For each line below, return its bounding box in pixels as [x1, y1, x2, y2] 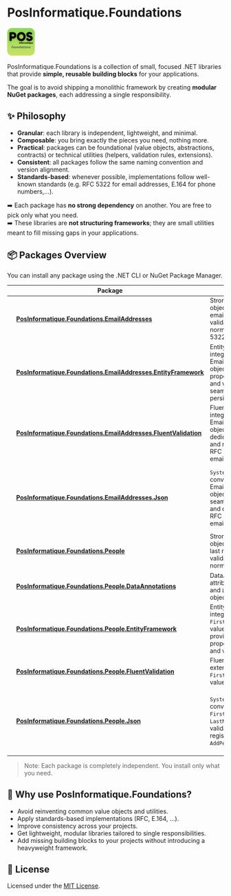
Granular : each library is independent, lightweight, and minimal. [16, 129, 198, 137]
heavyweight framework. [16, 844, 88, 852]
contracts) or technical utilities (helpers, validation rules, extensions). [16, 150, 213, 159]
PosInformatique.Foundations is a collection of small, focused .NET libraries [7, 62, 222, 70]
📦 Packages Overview [7, 249, 107, 261]
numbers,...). [16, 187, 54, 196]
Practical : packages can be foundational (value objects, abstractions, [16, 143, 214, 152]
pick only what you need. [7, 211, 79, 219]
